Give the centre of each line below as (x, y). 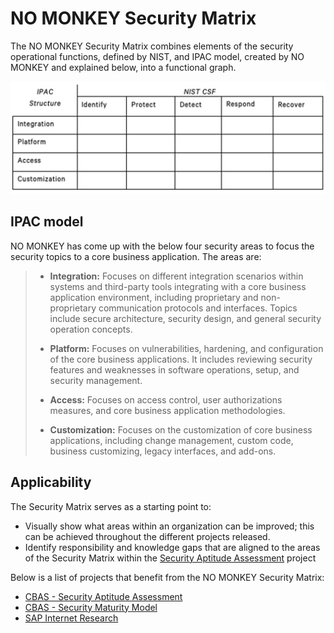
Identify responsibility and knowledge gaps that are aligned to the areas (172, 547)
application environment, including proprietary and (154, 297)
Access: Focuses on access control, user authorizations (166, 399)
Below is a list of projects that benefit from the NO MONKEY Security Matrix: (167, 577)
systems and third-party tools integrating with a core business (178, 286)
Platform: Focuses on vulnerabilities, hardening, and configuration (186, 348)
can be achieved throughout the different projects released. (147, 536)
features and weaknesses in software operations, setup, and (174, 369)
